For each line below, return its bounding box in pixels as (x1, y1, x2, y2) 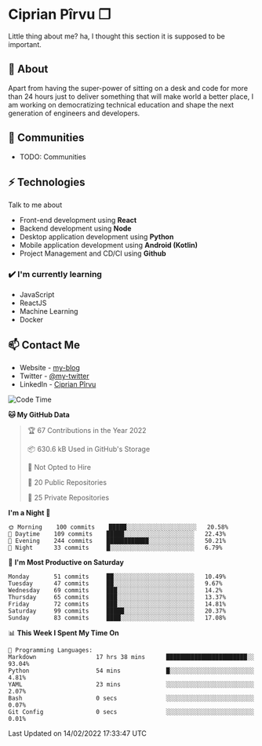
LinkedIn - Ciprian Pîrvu (19, 380, 96, 389)
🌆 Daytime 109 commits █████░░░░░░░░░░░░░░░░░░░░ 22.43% (8, 530, 226, 538)
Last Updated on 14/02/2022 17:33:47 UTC (8, 729, 147, 738)
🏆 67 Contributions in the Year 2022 (27, 426, 147, 435)
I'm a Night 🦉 (8, 508, 51, 518)
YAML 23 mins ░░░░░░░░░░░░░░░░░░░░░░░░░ (8, 681, 255, 689)
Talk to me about (8, 200, 63, 209)
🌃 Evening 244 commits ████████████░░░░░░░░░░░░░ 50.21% (8, 537, 226, 545)
